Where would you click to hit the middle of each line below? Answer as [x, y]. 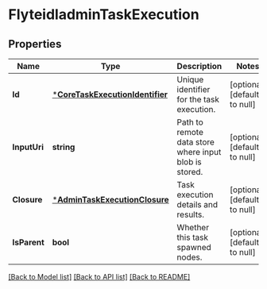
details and [197, 204]
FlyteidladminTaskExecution [104, 15]
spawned [194, 247]
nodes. [190, 257]
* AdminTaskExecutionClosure [110, 200]
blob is [190, 162]
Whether [193, 227]
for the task [198, 99]
